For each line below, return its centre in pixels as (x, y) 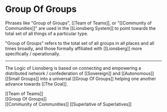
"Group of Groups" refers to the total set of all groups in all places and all (80, 43)
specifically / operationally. (33, 54)
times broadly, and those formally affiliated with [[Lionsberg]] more (74, 48)
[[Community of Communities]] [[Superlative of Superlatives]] (68, 104)
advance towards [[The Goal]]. (37, 84)
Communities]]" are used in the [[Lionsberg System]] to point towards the (81, 28)
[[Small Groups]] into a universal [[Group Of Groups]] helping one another (81, 79)
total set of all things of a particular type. (47, 33)
